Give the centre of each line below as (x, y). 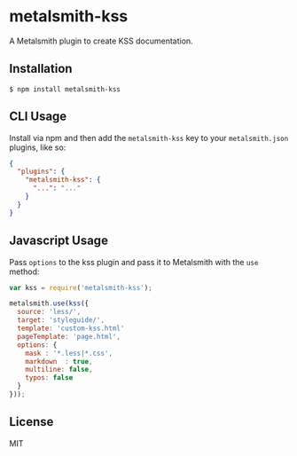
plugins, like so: (38, 147)
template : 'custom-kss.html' (71, 328)
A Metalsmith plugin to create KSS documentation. (101, 41)
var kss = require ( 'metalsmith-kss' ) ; (81, 287)
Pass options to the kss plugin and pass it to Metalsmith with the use (134, 262)
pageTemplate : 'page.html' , (69, 336)
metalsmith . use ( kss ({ (49, 303)
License (31, 422)
